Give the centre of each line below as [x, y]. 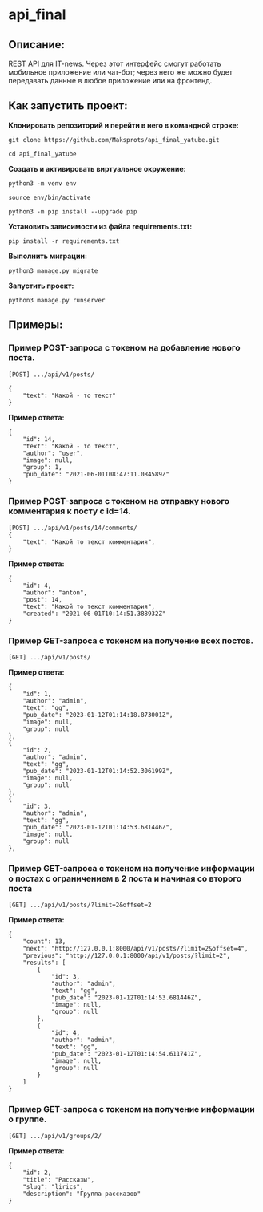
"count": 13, [44, 942]
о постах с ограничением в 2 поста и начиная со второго [125, 878]
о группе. [28, 1119]
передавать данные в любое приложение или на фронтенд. [110, 81]
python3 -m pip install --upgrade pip [73, 211]
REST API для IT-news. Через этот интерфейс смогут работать [115, 63]
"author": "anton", [55, 592]
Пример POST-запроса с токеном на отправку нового [119, 501]
